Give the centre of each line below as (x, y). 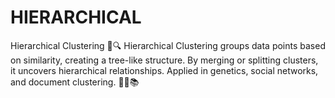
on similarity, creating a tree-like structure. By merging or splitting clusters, (164, 60)
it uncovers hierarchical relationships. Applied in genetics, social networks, (164, 70)
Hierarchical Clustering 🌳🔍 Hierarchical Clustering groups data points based (168, 45)
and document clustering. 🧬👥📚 (75, 82)
